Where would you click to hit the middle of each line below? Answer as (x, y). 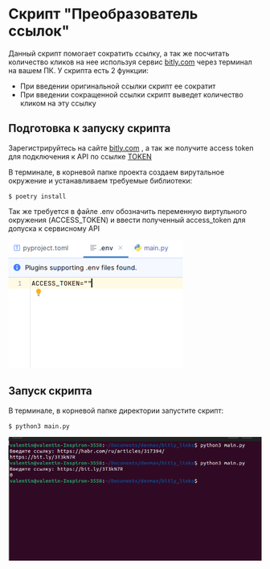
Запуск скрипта (50, 391)
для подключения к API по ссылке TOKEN (80, 156)
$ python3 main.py (39, 426)
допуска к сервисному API (54, 228)
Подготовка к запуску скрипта (90, 128)
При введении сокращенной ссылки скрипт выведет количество (131, 94)
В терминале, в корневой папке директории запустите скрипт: (116, 410)
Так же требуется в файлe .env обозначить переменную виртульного (128, 211)
